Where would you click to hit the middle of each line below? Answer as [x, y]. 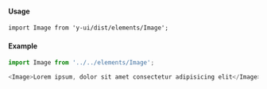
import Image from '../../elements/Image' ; [81, 63]
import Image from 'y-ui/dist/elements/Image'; [89, 28]
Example [23, 46]
